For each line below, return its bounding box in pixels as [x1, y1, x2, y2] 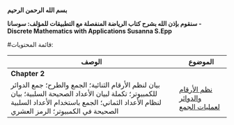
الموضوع [188, 57, 214, 66]
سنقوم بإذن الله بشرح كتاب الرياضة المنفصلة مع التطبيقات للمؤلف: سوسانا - [7, 20, 202, 27]
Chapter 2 [10, 69, 45, 78]
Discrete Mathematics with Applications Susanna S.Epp [7, 27, 173, 35]
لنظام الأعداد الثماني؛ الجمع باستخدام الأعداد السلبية [10, 98, 162, 107]
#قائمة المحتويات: [7, 41, 54, 48]
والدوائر [178, 94, 202, 103]
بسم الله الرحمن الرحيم [7, 6, 68, 14]
